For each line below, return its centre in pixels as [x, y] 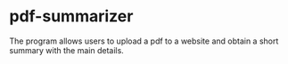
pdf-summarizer [71, 16]
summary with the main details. [67, 50]
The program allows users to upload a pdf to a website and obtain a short [144, 41]
